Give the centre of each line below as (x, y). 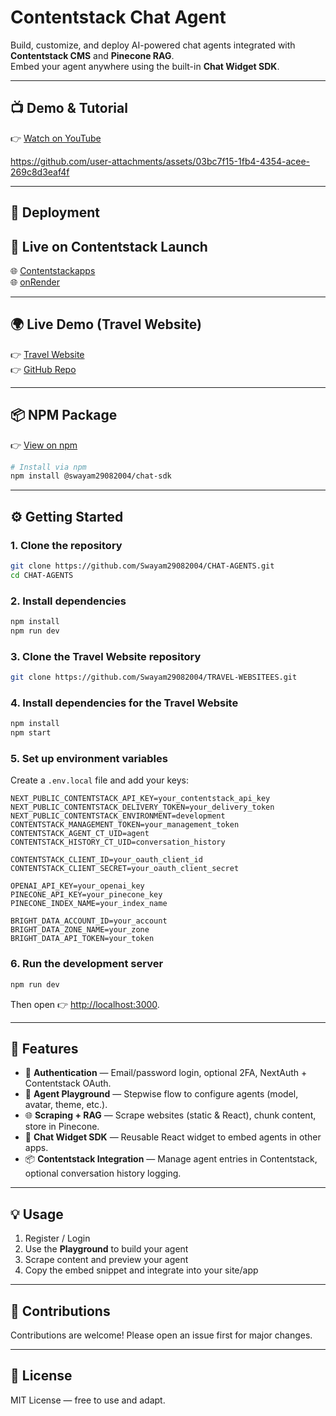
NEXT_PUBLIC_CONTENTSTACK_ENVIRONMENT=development (118, 816)
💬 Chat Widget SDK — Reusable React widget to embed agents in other (173, 1137)
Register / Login (57, 1238)
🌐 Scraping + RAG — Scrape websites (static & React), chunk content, (170, 1115)
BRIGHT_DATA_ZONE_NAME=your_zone (80, 930)
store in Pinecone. (62, 1127)
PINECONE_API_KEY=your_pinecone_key (86, 895)
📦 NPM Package (64, 415)
